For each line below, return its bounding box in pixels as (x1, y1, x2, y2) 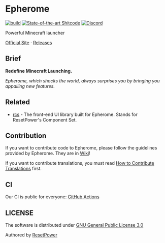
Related (5, 98, 30, 107)
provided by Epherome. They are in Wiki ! (5, 150, 90, 157)
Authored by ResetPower (5, 232, 57, 238)
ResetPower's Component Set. (12, 116, 77, 123)
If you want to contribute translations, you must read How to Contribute (5, 160, 154, 166)
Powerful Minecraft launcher (5, 29, 65, 36)
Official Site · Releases (5, 39, 52, 46)
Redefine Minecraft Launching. (5, 68, 73, 74)
